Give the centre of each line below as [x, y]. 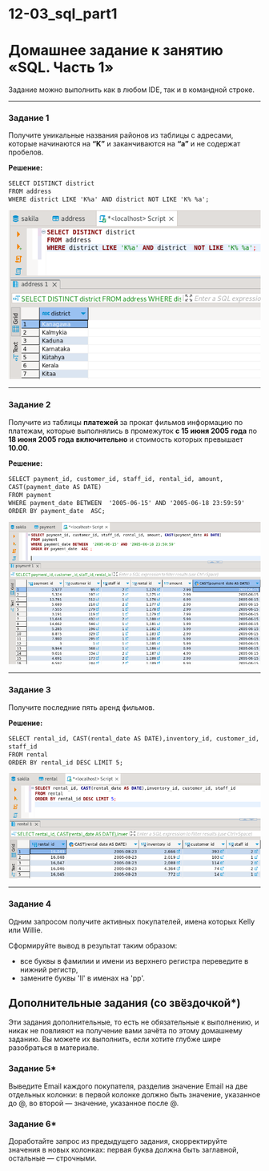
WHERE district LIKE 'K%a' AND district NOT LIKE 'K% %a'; [109, 200]
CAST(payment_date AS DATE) [55, 487]
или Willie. [26, 930]
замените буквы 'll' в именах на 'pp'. [82, 978]
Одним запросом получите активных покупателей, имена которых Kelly [132, 921]
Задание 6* [32, 1124]
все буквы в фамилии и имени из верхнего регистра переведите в [134, 960]
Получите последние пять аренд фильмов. [82, 707]
